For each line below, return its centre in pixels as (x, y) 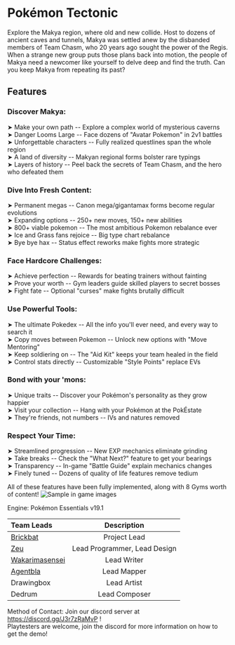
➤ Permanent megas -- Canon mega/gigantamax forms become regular (111, 205)
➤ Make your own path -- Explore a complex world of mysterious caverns (114, 127)
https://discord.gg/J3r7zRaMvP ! (54, 619)
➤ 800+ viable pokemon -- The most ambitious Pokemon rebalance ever (112, 227)
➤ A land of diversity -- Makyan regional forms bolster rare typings (104, 157)
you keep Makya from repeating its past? (66, 69)
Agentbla (26, 571)
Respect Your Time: (41, 435)
